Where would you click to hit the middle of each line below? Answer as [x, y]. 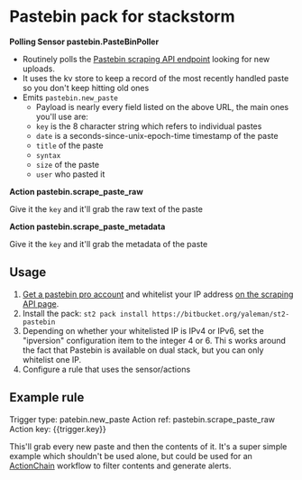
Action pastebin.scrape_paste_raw [77, 191]
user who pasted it [70, 174]
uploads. [39, 69]
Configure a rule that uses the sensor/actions [106, 369]
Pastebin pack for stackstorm [122, 17]
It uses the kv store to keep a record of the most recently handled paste [156, 78]
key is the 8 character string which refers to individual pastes [149, 126]
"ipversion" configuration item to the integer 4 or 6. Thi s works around [154, 340]
